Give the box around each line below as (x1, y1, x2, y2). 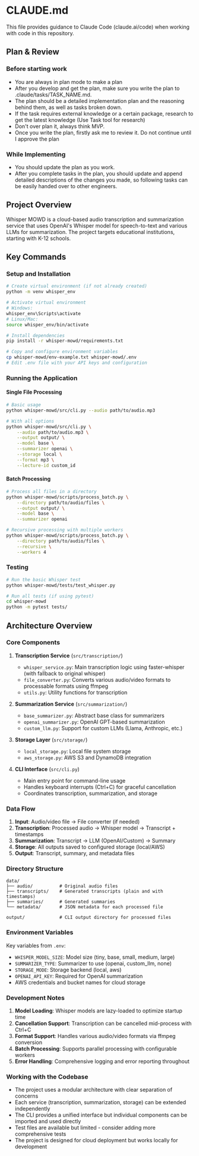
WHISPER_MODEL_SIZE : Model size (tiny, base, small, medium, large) (14, 954, 175, 961)
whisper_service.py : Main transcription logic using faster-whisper (23, 663, 185, 671)
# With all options (6, 418, 55, 424)
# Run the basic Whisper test (6, 577, 81, 582)
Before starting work (6, 65, 67, 73)
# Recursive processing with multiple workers (6, 527, 124, 533)
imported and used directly (14, 1118, 81, 1125)
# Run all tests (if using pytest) (6, 593, 94, 599)
